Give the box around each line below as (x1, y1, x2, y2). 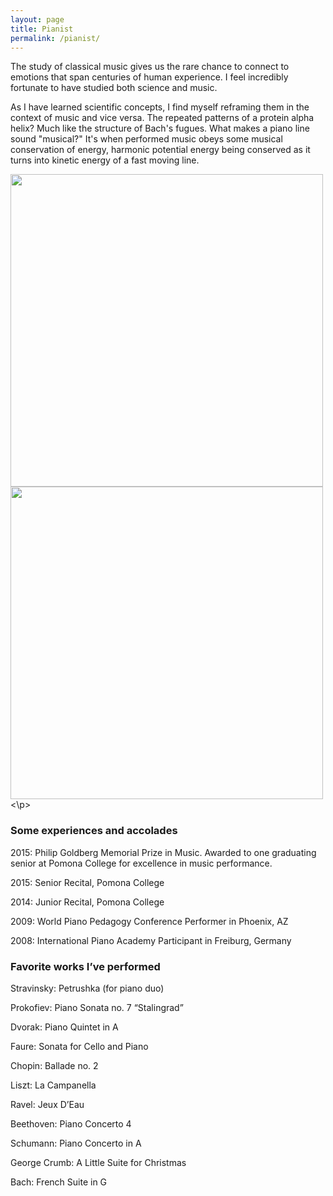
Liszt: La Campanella (10, 1079, 97, 1091)
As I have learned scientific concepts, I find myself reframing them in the (10, 101, 310, 113)
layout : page (10, 14, 65, 25)
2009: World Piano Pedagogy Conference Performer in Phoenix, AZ (10, 915, 289, 927)
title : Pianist (10, 24, 74, 34)
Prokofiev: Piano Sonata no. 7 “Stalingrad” (10, 1001, 184, 1013)
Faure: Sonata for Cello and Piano (10, 1040, 149, 1052)
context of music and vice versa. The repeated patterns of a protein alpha (10, 112, 315, 124)
